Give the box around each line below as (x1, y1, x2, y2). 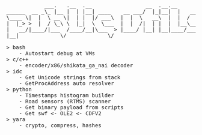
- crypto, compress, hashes (19, 122, 102, 128)
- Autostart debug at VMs (19, 50, 96, 56)
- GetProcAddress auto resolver (19, 80, 114, 86)
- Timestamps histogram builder (19, 92, 114, 98)
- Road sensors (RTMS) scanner (19, 98, 111, 104)
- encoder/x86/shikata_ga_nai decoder (19, 62, 133, 68)
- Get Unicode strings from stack (19, 74, 121, 80)
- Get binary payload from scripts (19, 104, 124, 110)
